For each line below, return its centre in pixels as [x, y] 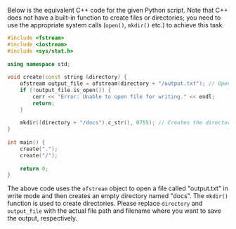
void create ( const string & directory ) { [67, 77]
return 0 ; [34, 169]
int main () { [26, 143]
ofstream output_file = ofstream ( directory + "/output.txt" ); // [118, 84]
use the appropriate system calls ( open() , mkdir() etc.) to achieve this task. [116, 25]
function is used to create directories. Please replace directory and [105, 204]
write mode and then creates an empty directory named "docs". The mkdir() [118, 196]
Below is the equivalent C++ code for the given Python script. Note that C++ [118, 10]
